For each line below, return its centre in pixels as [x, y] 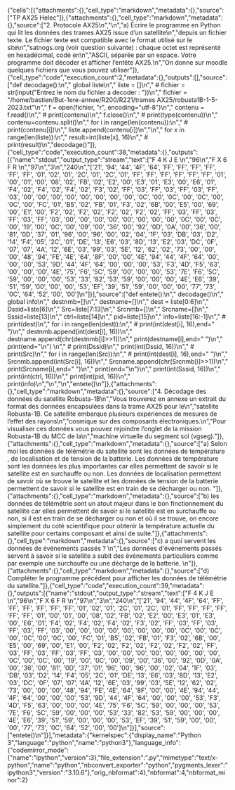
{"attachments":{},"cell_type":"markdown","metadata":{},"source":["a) [108, 444]
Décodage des [185, 391]
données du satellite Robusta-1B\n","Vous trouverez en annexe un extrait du [117, 399]
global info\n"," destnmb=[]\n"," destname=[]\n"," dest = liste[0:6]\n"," [108, 301]
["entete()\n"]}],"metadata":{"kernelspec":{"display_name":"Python [104, 735]
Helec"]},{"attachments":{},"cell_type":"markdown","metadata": [131, 18]
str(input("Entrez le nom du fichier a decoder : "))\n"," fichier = [98, 92]
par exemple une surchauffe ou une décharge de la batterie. [94, 563]
